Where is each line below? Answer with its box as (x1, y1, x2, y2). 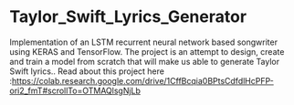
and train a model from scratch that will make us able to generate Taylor (9, 56, 280, 67)
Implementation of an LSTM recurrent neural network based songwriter (9, 37, 278, 47)
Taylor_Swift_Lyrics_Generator (9, 6, 247, 27)
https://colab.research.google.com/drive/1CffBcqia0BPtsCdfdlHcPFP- (12, 75, 274, 86)
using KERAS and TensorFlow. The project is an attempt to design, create (9, 46, 285, 57)
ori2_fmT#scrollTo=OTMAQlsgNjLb (9, 85, 142, 96)
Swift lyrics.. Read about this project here (9, 66, 164, 77)
